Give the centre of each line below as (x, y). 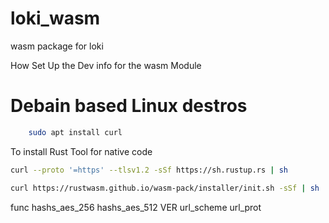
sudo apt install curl (75, 132)
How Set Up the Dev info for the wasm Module (106, 65)
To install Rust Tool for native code (81, 151)
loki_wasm (55, 18)
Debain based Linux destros (129, 106)
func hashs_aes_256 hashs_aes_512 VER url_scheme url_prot (136, 207)
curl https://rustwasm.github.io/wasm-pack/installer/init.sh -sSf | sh (165, 188)
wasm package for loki (57, 46)
